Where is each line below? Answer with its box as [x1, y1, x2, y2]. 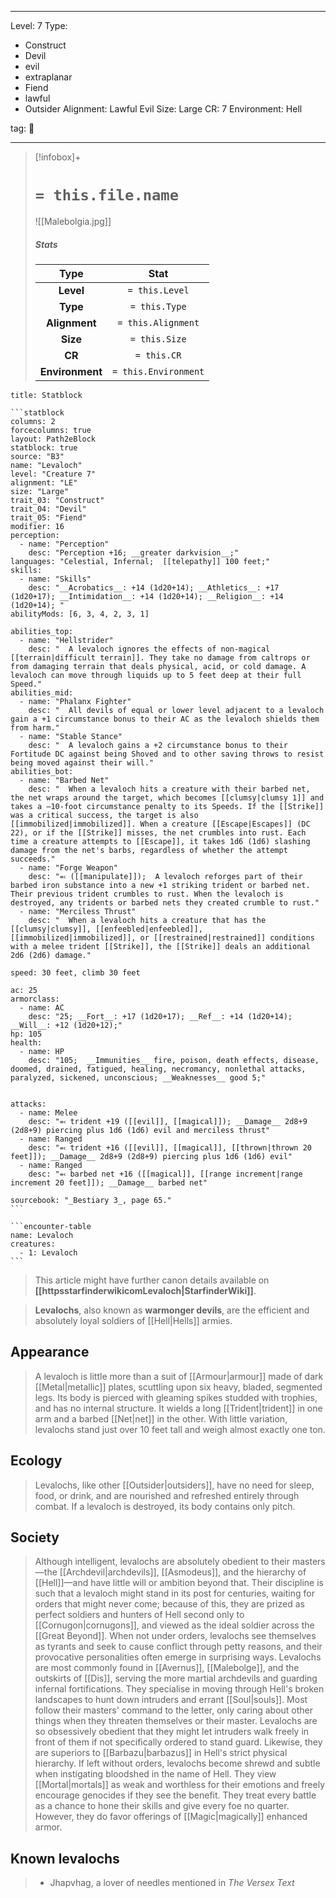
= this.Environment [111, 366, 205, 377]
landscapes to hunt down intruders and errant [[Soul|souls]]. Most [34, 1694, 308, 1706]
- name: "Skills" [19, 574, 92, 584]
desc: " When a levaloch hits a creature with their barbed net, [28, 784, 311, 794]
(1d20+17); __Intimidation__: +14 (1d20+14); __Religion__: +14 [10, 591, 284, 601]
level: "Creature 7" [10, 469, 97, 479]
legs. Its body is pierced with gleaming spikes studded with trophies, [34, 1391, 318, 1403]
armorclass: [10, 994, 60, 1004]
